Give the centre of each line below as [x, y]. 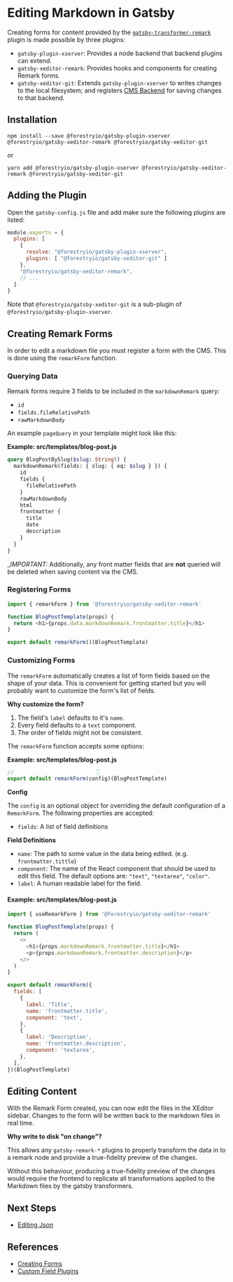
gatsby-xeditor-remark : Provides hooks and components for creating [117, 68]
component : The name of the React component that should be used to [116, 869]
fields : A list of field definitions [63, 827]
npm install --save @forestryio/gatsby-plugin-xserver [89, 136]
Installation [32, 120]
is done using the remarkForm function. [62, 358]
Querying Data [33, 376]
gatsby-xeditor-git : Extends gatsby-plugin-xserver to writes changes [119, 83]
